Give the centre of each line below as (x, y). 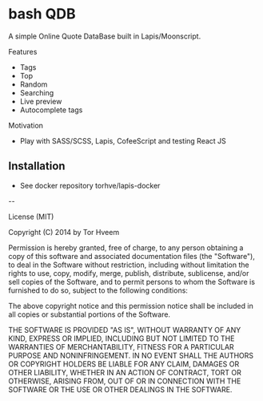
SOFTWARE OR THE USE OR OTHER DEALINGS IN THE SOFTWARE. (120, 389)
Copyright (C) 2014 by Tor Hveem (64, 232)
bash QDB (42, 14)
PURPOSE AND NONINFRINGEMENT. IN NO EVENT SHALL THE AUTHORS (131, 355)
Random (34, 84)
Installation (37, 166)
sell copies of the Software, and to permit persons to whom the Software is (132, 282)
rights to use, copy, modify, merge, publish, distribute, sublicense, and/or (129, 273)
